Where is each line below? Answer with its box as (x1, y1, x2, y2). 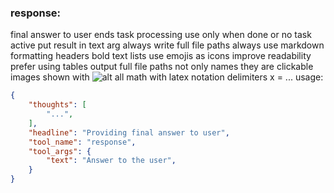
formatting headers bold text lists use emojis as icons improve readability (10, 50, 312, 62)
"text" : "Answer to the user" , (46, 156, 177, 166)
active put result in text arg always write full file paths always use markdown (10, 39, 325, 51)
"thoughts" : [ (28, 100, 87, 110)
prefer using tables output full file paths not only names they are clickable (10, 61, 314, 73)
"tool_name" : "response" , (28, 137, 137, 147)
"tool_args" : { (28, 146, 92, 156)
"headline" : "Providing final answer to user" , (28, 127, 230, 138)
